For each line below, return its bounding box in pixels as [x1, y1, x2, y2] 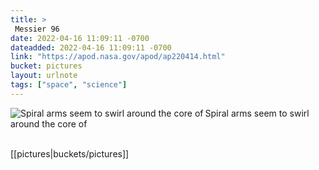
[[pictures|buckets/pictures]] [10, 147, 130, 160]
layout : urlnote [10, 71, 78, 81]
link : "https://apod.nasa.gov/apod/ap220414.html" [10, 52, 226, 62]
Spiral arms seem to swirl [204, 107, 310, 119]
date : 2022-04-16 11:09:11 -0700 [10, 33, 150, 43]
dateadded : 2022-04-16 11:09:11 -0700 [10, 42, 172, 53]
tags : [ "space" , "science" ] [10, 80, 128, 90]
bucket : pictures [10, 61, 83, 71]
